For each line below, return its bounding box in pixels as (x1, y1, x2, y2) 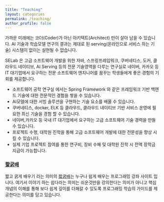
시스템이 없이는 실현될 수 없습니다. (11, 47, 77, 53)
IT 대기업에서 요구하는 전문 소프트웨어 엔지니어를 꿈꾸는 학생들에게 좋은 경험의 (5, 70, 154, 76)
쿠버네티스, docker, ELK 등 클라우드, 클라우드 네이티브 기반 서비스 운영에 (12, 105, 151, 111)
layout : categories (5, 12, 45, 17)
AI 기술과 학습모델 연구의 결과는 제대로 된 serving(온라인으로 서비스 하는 (11, 41, 150, 47)
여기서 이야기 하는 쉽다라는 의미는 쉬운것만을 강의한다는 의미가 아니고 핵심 (15, 179, 157, 185)
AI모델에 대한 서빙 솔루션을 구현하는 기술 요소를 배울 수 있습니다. (12, 99, 136, 104)
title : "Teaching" (5, 7, 43, 12)
